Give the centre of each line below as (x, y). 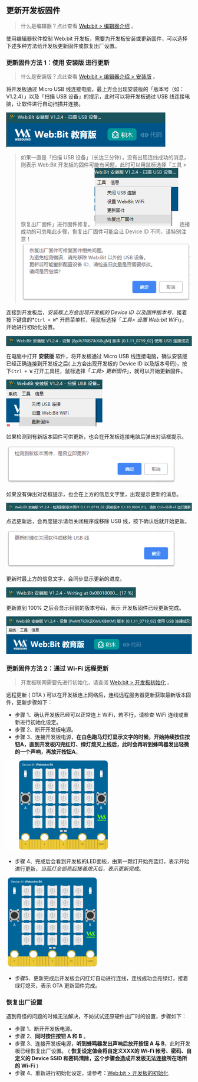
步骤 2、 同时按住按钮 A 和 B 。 (52, 1036)
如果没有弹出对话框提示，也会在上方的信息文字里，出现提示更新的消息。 (94, 494)
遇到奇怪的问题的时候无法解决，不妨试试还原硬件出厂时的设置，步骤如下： (96, 1016)
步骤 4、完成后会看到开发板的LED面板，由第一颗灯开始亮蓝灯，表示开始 (102, 861)
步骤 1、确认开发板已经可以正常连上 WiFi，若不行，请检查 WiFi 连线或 (99, 715)
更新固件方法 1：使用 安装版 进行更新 (58, 63)
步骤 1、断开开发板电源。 (45, 1029)
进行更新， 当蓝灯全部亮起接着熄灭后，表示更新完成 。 (79, 869)
